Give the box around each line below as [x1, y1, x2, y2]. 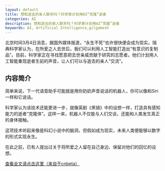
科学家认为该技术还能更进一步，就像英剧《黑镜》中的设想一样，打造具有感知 [5, 104, 161, 110]
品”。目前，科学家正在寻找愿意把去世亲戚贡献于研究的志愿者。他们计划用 [5, 52, 154, 58]
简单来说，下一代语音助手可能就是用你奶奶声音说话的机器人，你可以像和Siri [5, 88, 159, 94]
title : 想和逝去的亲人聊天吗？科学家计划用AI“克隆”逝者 [5, 12, 107, 17]
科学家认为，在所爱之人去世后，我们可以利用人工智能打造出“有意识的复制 [9, 46, 159, 52]
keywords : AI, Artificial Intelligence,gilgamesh [5, 26, 109, 31]
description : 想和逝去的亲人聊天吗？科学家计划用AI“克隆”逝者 [5, 21, 120, 26]
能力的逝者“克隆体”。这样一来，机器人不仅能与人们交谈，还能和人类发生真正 [5, 110, 160, 116]
